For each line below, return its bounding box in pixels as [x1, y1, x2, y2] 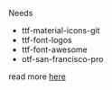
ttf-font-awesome [21, 44, 88, 55]
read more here [8, 71, 67, 82]
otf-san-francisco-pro [21, 54, 104, 64]
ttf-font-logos [21, 35, 73, 45]
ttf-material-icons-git [21, 25, 100, 35]
